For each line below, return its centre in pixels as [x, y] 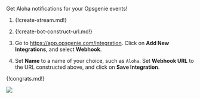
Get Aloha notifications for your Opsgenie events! [67, 9]
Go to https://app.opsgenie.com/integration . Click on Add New [92, 43]
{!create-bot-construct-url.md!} [53, 31]
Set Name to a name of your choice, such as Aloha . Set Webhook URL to [104, 61]
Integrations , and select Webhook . [58, 49]
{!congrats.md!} [26, 79]
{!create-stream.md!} [41, 20]
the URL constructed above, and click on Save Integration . [87, 67]
